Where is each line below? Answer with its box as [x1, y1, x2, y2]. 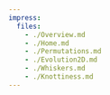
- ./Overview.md [24, 30, 87, 39]
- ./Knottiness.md [24, 72, 94, 81]
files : [16, 22, 41, 31]
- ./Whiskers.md [24, 64, 87, 73]
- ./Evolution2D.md [24, 55, 98, 64]
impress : [8, 13, 41, 23]
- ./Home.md [24, 38, 69, 48]
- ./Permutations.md [24, 47, 102, 56]
